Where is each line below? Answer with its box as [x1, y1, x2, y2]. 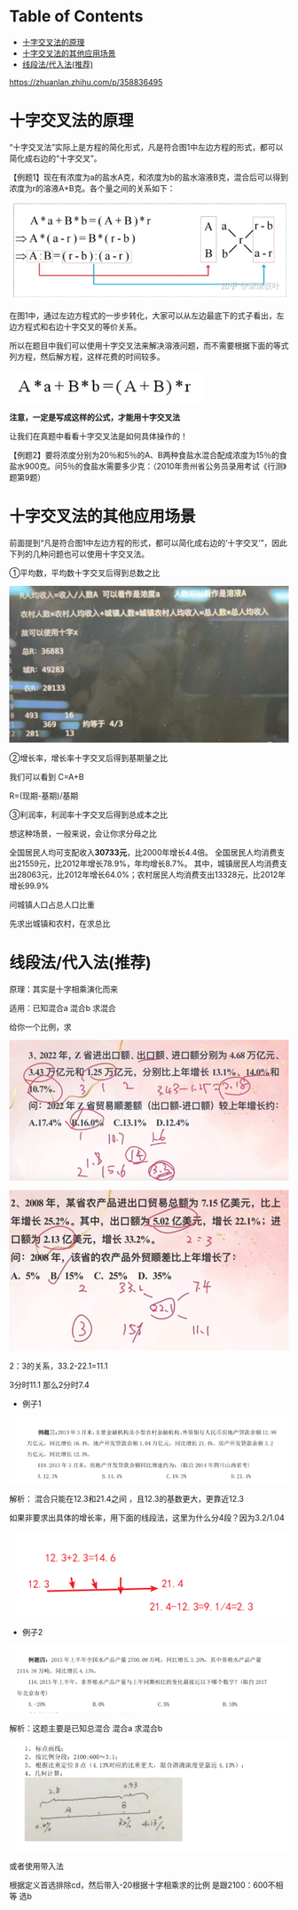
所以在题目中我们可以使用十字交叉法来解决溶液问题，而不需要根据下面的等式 [9, 340, 289, 350]
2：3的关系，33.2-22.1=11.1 [9, 1360, 108, 1371]
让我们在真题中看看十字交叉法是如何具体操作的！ [9, 430, 188, 441]
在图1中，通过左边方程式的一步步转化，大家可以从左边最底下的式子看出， [9, 309, 277, 321]
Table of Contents [9, 6, 144, 27]
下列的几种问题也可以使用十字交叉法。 [9, 549, 149, 559]
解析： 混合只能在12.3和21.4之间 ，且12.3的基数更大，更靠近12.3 [9, 1494, 244, 1505]
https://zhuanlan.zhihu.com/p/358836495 [9, 76, 163, 87]
